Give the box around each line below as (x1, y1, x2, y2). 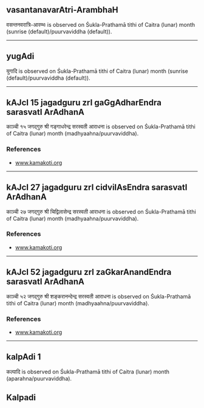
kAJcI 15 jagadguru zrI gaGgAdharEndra (6, 97, 162, 108)
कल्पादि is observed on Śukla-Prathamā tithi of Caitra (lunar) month (6, 368, 170, 375)
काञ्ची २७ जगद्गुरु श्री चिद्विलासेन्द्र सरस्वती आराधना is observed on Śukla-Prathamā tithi (6, 208, 196, 215)
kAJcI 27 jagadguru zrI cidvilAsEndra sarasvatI (6, 182, 188, 193)
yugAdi (6, 51, 35, 61)
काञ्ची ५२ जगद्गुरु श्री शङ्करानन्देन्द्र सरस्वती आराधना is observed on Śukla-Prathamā (6, 292, 191, 300)
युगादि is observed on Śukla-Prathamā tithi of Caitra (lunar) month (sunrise (6, 67, 188, 75)
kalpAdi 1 (6, 352, 41, 362)
